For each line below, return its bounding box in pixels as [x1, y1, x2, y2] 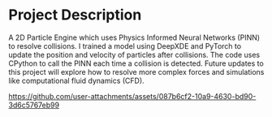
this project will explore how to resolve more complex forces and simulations [8, 67, 265, 76]
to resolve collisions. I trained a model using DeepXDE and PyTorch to [8, 41, 242, 50]
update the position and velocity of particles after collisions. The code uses [8, 50, 261, 59]
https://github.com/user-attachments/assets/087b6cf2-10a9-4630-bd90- [8, 91, 257, 101]
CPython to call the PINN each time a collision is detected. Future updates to [8, 58, 264, 68]
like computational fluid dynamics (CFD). [8, 76, 145, 85]
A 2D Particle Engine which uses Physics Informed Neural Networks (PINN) [8, 32, 261, 42]
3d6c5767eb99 [8, 100, 59, 110]
